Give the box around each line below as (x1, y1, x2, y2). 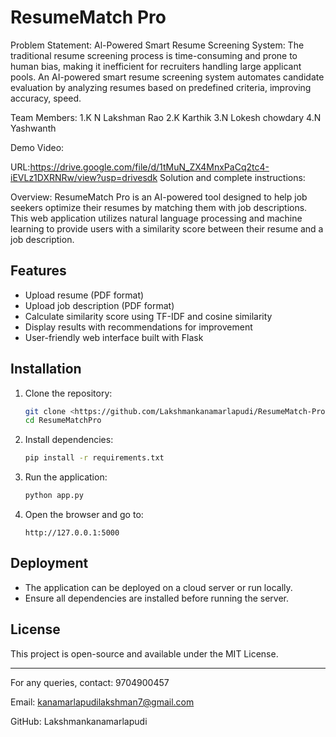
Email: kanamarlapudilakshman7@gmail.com (10, 696, 195, 708)
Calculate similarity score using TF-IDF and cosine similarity (24, 310, 273, 322)
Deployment (10, 555, 89, 572)
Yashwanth (10, 122, 57, 134)
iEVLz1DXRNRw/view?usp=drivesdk (10, 171, 158, 183)
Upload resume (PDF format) (24, 289, 145, 301)
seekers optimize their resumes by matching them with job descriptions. (10, 201, 308, 213)
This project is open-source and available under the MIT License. (10, 647, 279, 660)
